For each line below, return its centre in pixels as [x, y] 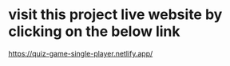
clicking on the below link [94, 31]
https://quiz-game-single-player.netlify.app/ [81, 53]
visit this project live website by [115, 15]
